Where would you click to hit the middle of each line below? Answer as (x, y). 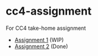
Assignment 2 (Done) (41, 46)
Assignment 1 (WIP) (39, 40)
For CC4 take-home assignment (46, 28)
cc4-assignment (49, 11)
